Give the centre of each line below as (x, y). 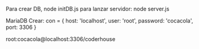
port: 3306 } (21, 27)
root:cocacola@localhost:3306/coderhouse (60, 39)
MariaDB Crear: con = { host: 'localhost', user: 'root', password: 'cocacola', (99, 21)
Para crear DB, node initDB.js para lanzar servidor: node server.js (88, 9)
